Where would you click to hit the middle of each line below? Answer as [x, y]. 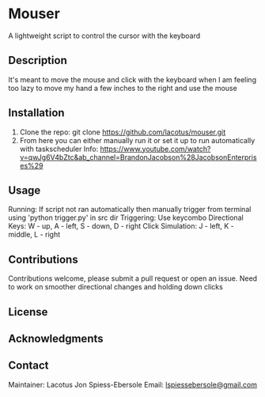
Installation [36, 113]
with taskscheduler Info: [59, 149]
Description [38, 60]
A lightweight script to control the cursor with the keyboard [104, 36]
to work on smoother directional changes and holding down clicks [115, 287]
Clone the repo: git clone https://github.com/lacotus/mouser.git [123, 132]
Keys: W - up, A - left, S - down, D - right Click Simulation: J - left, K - [121, 226]
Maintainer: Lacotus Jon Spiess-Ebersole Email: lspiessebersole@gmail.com [132, 384]
